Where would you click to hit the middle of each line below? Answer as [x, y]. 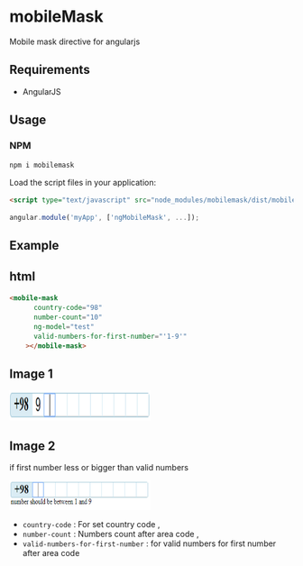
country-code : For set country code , [91, 525]
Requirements [50, 70]
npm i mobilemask [42, 165]
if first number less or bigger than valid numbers [99, 468]
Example [34, 246]
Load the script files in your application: [83, 183]
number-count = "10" [68, 317]
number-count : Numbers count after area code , [110, 534]
